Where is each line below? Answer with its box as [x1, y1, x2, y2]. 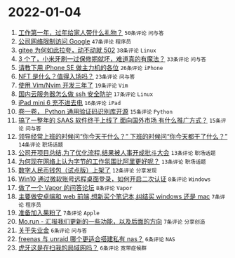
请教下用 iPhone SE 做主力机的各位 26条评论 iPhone [18, 63, 163, 72]
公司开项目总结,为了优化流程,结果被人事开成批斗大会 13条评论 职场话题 [18, 148, 216, 156]
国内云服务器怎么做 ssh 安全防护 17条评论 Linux [18, 89, 154, 98]
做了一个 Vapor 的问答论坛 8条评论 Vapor [18, 183, 133, 191]
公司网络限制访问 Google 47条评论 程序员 [18, 36, 132, 46]
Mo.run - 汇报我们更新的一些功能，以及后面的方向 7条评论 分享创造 [18, 217, 206, 225]
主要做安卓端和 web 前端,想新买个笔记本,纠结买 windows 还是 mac [18, 192, 210, 201]
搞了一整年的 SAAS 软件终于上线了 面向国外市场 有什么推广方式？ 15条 [18, 116, 222, 124]
